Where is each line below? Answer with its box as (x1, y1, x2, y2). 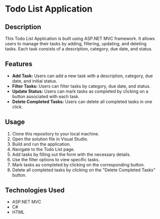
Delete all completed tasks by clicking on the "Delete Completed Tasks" (12, 167, 156, 173)
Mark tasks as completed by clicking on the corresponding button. (12, 162, 145, 168)
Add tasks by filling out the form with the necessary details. (12, 152, 131, 157)
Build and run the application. (12, 141, 71, 147)
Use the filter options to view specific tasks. (12, 156, 100, 162)
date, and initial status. (12, 78, 57, 84)
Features (5, 60, 32, 68)
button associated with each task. (12, 93, 80, 99)
